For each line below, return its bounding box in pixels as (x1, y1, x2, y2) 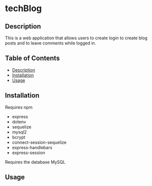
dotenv (12, 119, 27, 124)
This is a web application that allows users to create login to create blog (5, 35, 148, 41)
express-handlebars (12, 144, 53, 150)
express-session (12, 150, 45, 155)
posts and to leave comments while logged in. (5, 40, 97, 46)
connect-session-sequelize (12, 139, 67, 145)
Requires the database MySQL (5, 159, 66, 165)
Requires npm (5, 104, 33, 110)
